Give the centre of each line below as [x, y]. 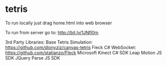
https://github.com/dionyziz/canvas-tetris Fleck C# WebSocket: [71, 47]
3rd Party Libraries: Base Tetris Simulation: [49, 42]
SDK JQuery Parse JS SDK [33, 58]
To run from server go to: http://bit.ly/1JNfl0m [52, 32]
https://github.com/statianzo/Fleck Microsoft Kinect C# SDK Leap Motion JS [83, 53]
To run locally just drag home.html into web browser [59, 23]
